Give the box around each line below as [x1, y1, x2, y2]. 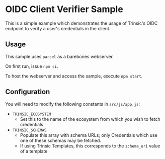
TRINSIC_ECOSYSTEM [12, 112, 51, 117]
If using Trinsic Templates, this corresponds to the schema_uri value [20, 142, 160, 149]
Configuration [5, 88, 50, 96]
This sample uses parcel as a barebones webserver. [5, 53, 114, 59]
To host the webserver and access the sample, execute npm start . [5, 73, 143, 79]
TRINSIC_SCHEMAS [12, 127, 47, 133]
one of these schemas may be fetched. [20, 137, 102, 143]
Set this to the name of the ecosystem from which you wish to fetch [20, 116, 160, 122]
